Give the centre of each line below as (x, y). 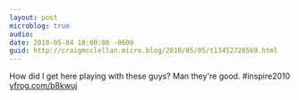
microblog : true (39, 26)
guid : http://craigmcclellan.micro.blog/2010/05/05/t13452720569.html (144, 51)
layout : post (34, 17)
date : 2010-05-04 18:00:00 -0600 (72, 42)
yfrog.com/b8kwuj (43, 86)
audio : (21, 34)
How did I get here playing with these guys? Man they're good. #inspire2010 (150, 76)
